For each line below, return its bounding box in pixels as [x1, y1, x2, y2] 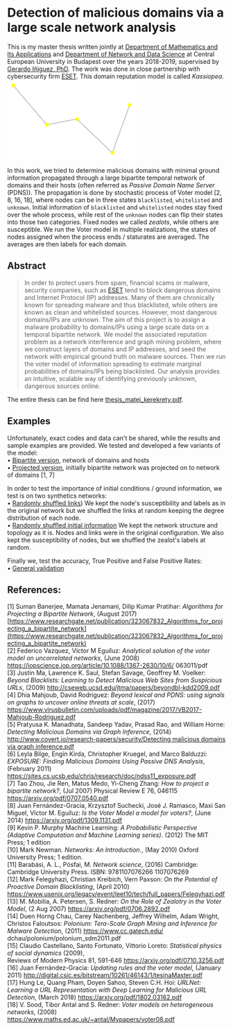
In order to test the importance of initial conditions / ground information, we [7, 484, 223, 492]
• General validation [7, 564, 64, 572]
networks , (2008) [7, 1008, 58, 1016]
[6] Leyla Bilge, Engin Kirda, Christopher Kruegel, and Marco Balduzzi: [7, 750, 208, 758]
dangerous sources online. [24, 382, 101, 390]
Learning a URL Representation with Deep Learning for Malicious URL [7, 986, 207, 994]
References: [7, 584, 61, 596]
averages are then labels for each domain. [7, 240, 128, 248]
